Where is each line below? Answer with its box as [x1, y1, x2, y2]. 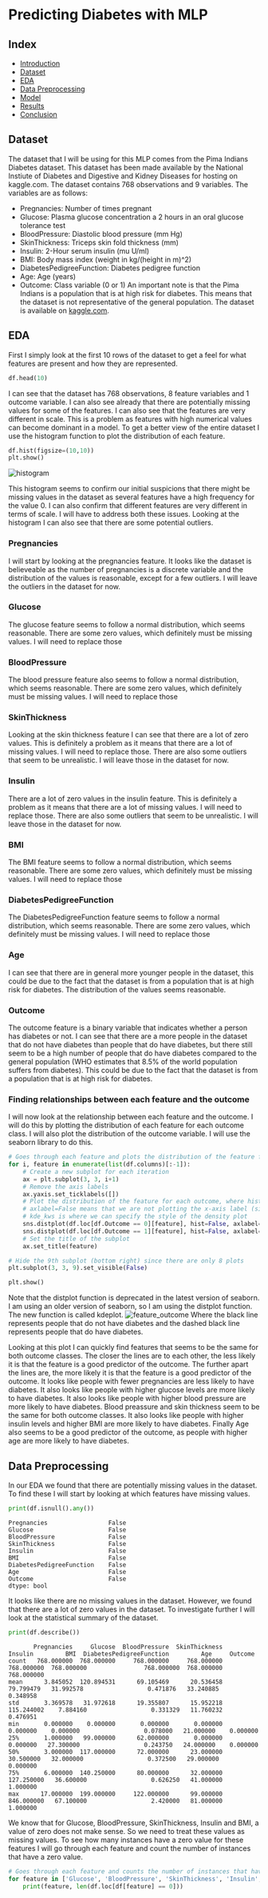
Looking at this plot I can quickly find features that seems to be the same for [8, 1343, 259, 1352]
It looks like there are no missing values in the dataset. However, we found [8, 1596, 253, 1605]
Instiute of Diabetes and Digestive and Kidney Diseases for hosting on [8, 170, 238, 181]
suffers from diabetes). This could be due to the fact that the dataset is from [8, 1065, 258, 1075]
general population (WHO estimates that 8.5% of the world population [8, 1056, 238, 1066]
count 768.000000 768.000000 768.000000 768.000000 [8, 1656, 223, 1665]
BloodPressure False [8, 1532, 127, 1541]
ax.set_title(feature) [22, 1242, 98, 1250]
